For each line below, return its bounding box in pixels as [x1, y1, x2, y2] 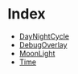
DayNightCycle [18, 31, 70, 41]
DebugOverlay [18, 39, 68, 49]
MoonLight [18, 48, 55, 58]
